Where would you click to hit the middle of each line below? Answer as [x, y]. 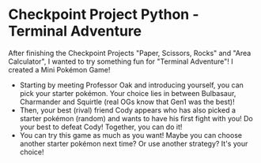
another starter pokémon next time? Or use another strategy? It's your [134, 143]
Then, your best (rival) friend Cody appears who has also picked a [127, 110]
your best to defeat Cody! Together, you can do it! [101, 127]
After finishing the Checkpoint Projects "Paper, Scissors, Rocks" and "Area [130, 53]
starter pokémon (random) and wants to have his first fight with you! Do [136, 118]
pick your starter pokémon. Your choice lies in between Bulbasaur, [128, 93]
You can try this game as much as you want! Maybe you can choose [131, 135]
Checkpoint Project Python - [104, 15]
